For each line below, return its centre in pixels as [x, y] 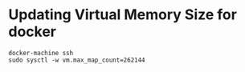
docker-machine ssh [41, 53]
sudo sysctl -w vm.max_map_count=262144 [77, 60]
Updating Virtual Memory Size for [122, 15]
